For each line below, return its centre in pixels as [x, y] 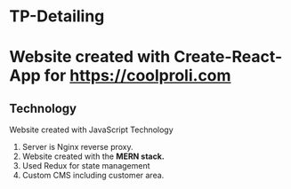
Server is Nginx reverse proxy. [77, 147]
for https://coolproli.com [137, 76]
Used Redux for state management [86, 166]
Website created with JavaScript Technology [91, 130]
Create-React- [228, 57]
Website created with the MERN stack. [93, 156]
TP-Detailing [57, 16]
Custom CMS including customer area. [93, 176]
